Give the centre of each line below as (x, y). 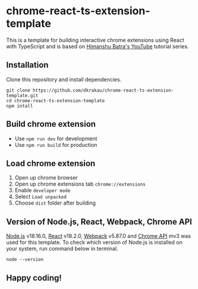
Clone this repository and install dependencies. (64, 79)
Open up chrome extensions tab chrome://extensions (80, 184)
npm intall (20, 106)
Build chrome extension (51, 124)
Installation (27, 65)
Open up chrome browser (46, 178)
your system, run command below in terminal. (62, 249)
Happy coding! (34, 278)
